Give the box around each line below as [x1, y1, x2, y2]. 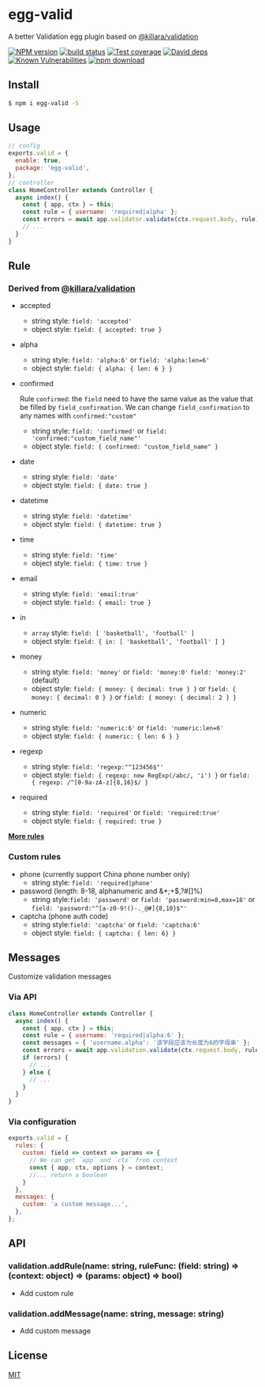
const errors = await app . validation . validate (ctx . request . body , [22, 1047, 242, 1054]
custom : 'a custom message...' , [22, 1201, 129, 1208]
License [8, 1349, 48, 1363]
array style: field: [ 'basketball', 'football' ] [31, 628, 195, 637]
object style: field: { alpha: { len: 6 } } [31, 363, 173, 373]
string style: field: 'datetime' [31, 511, 132, 521]
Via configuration [8, 1116, 77, 1127]
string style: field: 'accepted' [31, 316, 132, 325]
